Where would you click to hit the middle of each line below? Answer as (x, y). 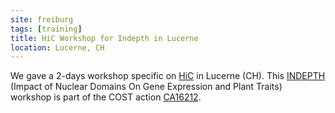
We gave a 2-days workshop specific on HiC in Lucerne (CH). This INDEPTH (168, 76)
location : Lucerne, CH (57, 47)
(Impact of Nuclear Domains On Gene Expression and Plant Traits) (146, 87)
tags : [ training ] (46, 29)
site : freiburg (42, 19)
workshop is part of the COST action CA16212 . (106, 97)
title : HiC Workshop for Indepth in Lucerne (104, 38)
